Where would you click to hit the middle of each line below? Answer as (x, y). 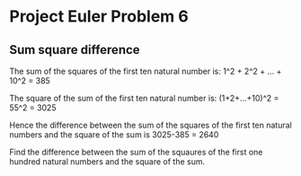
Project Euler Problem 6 (99, 17)
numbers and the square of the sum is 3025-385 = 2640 (114, 135)
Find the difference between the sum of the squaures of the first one (136, 152)
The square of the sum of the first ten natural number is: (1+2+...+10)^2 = (144, 98)
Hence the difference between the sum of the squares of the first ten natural (150, 125)
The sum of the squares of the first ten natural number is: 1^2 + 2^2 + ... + (146, 71)
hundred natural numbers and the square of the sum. (107, 162)
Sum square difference (75, 50)
